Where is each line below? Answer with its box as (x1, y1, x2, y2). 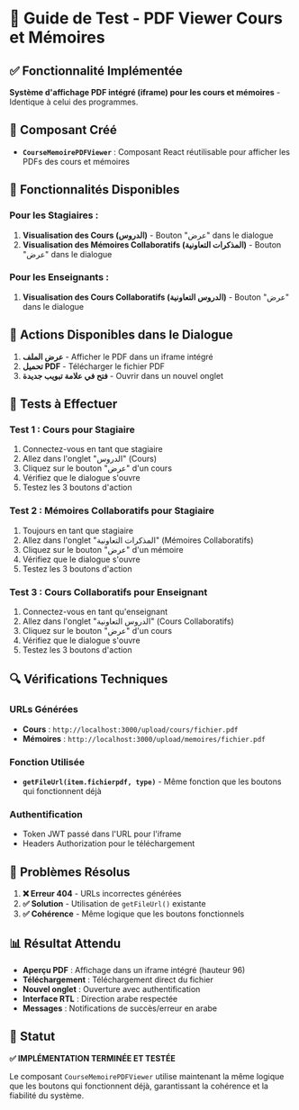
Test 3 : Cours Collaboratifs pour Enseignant (9, 585, 208, 598)
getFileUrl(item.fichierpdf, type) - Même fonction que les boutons (22, 776, 282, 787)
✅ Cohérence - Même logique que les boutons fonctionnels (22, 908, 245, 919)
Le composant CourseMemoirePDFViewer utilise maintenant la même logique (9, 1070, 285, 1081)
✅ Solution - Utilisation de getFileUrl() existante (22, 898, 206, 908)
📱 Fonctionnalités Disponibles (9, 182, 180, 197)
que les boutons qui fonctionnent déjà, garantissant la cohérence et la (9, 1080, 268, 1091)
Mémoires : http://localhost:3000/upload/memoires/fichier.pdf (22, 733, 266, 744)
